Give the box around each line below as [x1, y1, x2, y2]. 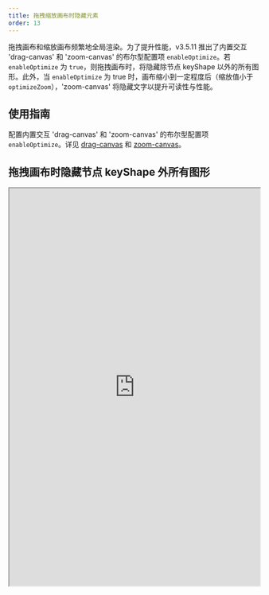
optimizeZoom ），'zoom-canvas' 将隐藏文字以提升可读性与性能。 [8, 81, 217, 91]
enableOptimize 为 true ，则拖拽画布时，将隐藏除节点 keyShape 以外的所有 [8, 61, 252, 72]
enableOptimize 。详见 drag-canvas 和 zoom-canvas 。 [8, 140, 186, 150]
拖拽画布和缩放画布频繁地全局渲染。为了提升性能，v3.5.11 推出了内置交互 [8, 41, 248, 52]
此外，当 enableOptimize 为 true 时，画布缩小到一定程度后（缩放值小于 [21, 72, 254, 81]
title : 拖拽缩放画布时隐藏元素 [8, 11, 99, 20]
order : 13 [8, 19, 41, 27]
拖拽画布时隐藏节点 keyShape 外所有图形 [8, 165, 211, 179]
